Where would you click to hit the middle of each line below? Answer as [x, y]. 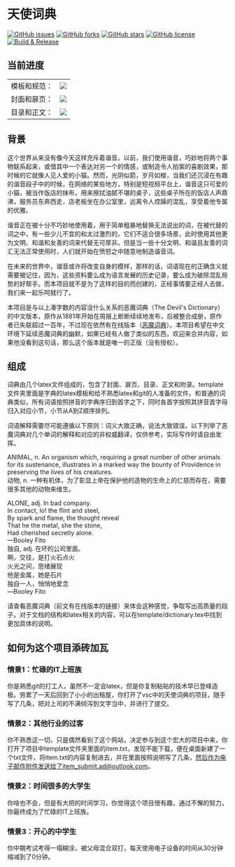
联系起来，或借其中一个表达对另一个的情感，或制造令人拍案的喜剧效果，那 [120, 166]
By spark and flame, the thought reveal [63, 518]
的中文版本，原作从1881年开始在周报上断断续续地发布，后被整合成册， [108, 316]
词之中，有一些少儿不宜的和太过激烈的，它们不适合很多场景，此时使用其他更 [117, 234]
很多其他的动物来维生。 [41, 489]
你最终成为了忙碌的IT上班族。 [50, 811]
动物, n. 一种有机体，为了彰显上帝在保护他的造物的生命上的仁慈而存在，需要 [117, 480]
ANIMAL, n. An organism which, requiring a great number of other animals [114, 457]
